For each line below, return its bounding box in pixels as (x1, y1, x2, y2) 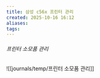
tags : (6, 25, 20, 32)
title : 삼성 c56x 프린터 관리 (6, 8, 74, 15)
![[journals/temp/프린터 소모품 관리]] (6, 65, 95, 73)
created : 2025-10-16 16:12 (6, 15, 75, 21)
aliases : (6, 20, 28, 26)
